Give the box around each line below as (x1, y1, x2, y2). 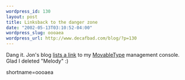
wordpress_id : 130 (6, 8, 51, 14)
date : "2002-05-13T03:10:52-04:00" (6, 24, 93, 31)
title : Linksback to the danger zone (6, 19, 98, 25)
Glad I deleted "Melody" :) (6, 57, 69, 64)
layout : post (6, 14, 38, 20)
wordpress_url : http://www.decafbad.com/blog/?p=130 (6, 35, 137, 41)
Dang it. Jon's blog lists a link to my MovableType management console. (6, 52, 180, 58)
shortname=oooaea (6, 69, 54, 75)
